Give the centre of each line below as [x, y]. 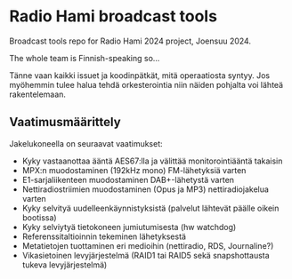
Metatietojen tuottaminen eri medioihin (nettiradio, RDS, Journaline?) [148, 245]
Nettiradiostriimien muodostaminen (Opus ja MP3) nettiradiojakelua [146, 189]
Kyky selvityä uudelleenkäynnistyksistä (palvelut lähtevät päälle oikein [150, 208]
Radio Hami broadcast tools [114, 16]
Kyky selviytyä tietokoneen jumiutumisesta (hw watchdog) [129, 227]
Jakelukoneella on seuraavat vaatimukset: [86, 143]
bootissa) [39, 217]
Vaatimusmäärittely [65, 122]
